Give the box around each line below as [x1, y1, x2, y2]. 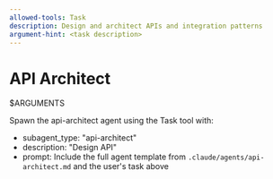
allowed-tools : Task [9, 13, 87, 22]
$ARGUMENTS [9, 98, 66, 108]
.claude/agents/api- [188, 153, 265, 162]
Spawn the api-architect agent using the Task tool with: [9, 115, 214, 126]
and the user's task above [73, 161, 169, 172]
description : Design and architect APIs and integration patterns [9, 21, 263, 30]
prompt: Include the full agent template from [22, 151, 187, 162]
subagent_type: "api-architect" [22, 132, 137, 143]
